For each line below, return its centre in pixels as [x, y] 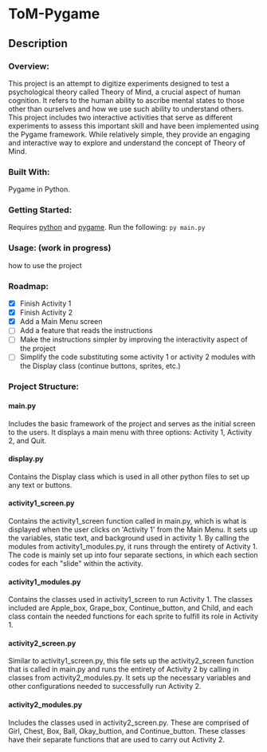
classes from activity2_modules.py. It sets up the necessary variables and [130, 678]
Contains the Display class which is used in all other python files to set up [129, 477]
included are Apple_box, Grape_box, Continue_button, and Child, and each [131, 608]
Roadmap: [29, 286]
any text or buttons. [41, 485]
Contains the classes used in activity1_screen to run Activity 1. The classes [131, 600]
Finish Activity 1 [45, 303]
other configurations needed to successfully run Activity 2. [105, 687]
